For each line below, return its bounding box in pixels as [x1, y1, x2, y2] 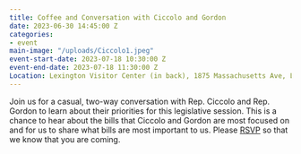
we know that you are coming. [9, 133, 121, 144]
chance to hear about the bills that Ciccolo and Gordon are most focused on [9, 115, 289, 125]
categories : [9, 30, 54, 38]
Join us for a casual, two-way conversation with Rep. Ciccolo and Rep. [9, 96, 271, 107]
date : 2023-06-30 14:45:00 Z [9, 21, 118, 30]
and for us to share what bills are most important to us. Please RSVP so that [9, 124, 288, 135]
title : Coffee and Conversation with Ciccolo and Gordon [9, 13, 227, 22]
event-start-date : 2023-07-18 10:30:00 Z [9, 55, 167, 64]
